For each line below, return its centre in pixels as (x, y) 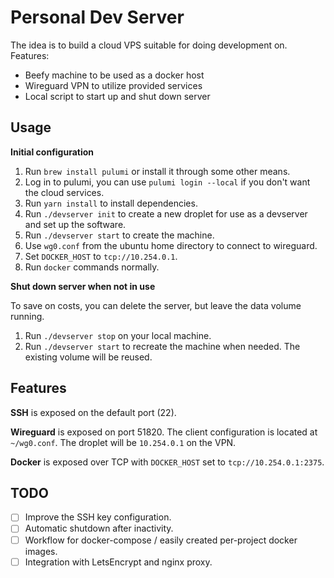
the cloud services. (64, 192)
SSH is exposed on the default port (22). (93, 412)
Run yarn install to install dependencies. (111, 203)
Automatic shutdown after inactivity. (99, 528)
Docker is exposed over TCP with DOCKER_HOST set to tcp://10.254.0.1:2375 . (167, 462)
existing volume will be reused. (88, 357)
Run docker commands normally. (92, 267)
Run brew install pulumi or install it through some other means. (157, 171)
